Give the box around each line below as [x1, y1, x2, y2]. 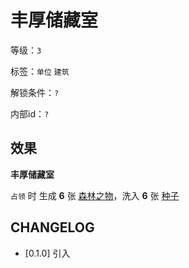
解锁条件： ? [10, 86, 60, 98]
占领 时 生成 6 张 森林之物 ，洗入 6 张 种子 [10, 189, 180, 201]
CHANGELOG [10, 219, 95, 236]
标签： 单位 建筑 [10, 65, 70, 77]
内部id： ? [10, 107, 50, 120]
